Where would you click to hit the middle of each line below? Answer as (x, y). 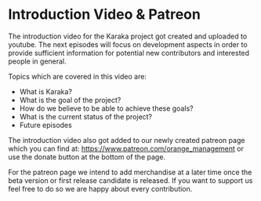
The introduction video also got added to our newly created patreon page (127, 140)
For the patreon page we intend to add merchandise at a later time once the (130, 172)
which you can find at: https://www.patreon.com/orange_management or (126, 148)
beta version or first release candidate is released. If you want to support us (130, 180)
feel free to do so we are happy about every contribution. (100, 188)
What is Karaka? (46, 91)
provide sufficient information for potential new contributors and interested (129, 53)
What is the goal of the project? (70, 100)
